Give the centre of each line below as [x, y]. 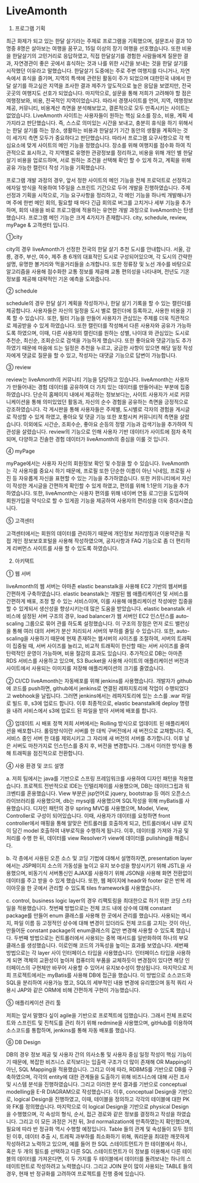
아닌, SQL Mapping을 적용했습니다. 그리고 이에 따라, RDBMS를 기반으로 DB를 [97, 1069]
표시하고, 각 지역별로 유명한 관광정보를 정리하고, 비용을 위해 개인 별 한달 [110, 153]
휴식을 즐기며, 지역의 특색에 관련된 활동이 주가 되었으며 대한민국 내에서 [103, 78]
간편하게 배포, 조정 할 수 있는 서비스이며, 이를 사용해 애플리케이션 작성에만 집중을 [99, 601]
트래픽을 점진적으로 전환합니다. [48, 753]
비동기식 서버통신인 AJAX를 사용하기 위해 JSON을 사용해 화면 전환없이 [110, 873]
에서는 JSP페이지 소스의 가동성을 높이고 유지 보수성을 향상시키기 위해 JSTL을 [96, 865]
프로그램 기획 [30, 28]
